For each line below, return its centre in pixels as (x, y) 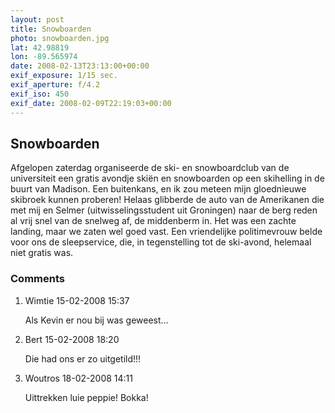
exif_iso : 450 (40, 94)
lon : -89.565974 (44, 57)
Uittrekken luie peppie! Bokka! (86, 397)
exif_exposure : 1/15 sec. (64, 76)
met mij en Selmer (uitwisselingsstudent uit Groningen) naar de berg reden (164, 210)
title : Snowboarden (51, 29)
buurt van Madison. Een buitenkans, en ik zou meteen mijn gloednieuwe (158, 189)
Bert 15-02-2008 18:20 (72, 339)
